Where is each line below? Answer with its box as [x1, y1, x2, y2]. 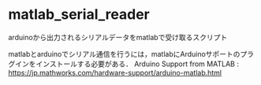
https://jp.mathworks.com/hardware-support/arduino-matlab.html [8, 68, 222, 77]
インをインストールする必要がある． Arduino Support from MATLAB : [14, 59, 239, 68]
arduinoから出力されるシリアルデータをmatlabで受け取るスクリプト [8, 32, 228, 42]
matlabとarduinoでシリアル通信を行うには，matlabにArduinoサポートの [8, 49, 240, 58]
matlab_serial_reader [8, 6, 150, 24]
